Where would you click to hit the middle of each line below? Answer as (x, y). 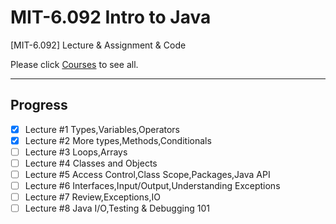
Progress (39, 105)
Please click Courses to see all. (74, 64)
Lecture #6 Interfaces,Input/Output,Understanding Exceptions (152, 186)
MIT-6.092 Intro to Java (111, 17)
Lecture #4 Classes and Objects (91, 163)
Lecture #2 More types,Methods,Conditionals (118, 140)
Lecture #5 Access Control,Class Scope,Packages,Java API (147, 174)
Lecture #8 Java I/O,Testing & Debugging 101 (117, 208)
